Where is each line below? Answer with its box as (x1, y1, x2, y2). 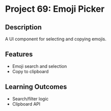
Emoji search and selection (12, 63, 67, 69)
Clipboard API (12, 101, 41, 107)
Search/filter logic (12, 96, 49, 102)
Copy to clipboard (12, 68, 49, 74)
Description (5, 23, 42, 31)
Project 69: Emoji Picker (5, 3, 105, 15)
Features (5, 50, 33, 58)
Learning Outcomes (5, 83, 67, 91)
